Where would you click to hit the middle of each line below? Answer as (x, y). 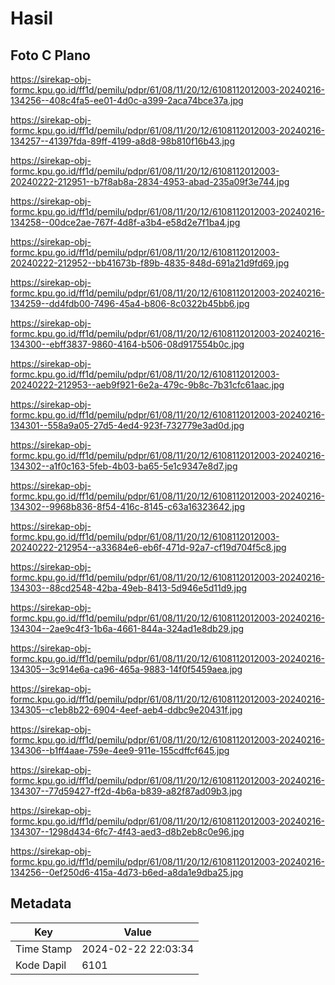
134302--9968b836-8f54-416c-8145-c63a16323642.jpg (128, 506)
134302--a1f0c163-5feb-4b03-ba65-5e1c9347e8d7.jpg (124, 466)
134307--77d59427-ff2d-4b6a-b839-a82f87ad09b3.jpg (126, 791)
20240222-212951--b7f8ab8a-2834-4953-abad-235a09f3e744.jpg (150, 181)
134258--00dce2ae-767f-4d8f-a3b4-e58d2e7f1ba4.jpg (125, 222)
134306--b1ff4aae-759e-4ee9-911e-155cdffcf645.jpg (120, 750)
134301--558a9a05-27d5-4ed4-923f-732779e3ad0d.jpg (127, 425)
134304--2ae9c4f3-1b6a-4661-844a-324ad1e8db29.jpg (127, 628)
